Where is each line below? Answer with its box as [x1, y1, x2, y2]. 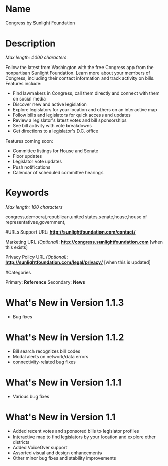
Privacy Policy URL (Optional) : [5, 254, 69, 260]
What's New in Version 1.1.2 [5, 331, 124, 343]
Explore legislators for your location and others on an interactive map [12, 106, 157, 112]
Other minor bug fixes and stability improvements [12, 455, 116, 461]
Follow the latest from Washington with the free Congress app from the [5, 64, 154, 70]
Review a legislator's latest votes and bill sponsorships [12, 117, 127, 123]
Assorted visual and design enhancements [12, 450, 102, 456]
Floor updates [12, 153, 42, 159]
